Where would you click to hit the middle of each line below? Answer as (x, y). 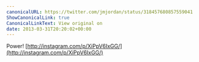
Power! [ (17, 46)
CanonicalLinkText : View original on (54, 23)
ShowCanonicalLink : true (38, 18)
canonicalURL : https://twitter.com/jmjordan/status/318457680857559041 (99, 12)
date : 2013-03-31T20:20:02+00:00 (49, 29)
